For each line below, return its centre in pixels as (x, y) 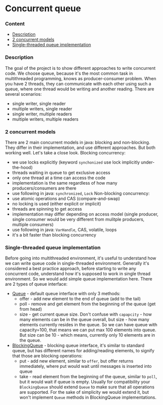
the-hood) (22, 168)
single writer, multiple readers (42, 114)
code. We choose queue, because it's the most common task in (69, 73)
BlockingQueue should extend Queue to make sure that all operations (87, 387)
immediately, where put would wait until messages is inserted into (86, 366)
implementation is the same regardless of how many (65, 183)
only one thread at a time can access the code (59, 178)
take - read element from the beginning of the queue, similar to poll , (88, 377)
